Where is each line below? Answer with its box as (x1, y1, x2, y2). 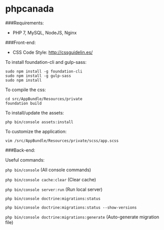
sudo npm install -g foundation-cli (5, 69, 83, 74)
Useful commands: (5, 157, 45, 163)
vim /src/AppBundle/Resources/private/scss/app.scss (5, 138, 119, 143)
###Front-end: (5, 39, 36, 46)
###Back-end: (5, 147, 35, 153)
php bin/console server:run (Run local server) (5, 186, 103, 193)
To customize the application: (5, 128, 67, 134)
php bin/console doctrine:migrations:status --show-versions (5, 205, 137, 210)
